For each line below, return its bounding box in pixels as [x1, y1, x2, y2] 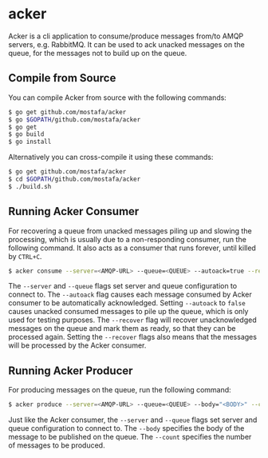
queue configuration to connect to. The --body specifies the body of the [8, 424, 245, 433]
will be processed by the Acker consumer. [8, 341, 147, 350]
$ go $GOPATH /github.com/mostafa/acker [8, 115, 141, 124]
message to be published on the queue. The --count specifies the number [8, 432, 252, 442]
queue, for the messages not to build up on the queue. [8, 48, 187, 58]
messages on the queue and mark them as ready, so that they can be [8, 324, 236, 333]
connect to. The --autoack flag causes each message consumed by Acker [8, 289, 253, 300]
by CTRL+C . [8, 251, 42, 261]
